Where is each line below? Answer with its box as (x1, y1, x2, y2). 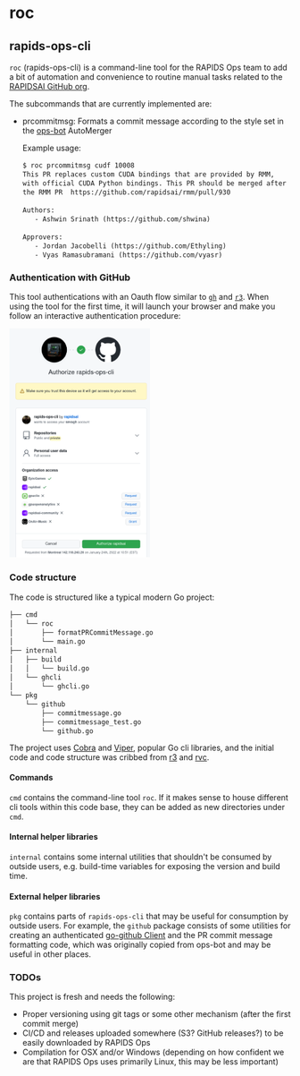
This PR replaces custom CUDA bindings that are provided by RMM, (21, 170, 275, 179)
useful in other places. (9, 949, 92, 960)
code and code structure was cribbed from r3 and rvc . (9, 751, 210, 763)
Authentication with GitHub (9, 271, 131, 284)
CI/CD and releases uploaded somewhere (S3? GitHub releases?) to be (21, 1028, 284, 1038)
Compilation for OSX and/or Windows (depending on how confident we (21, 1046, 285, 1058)
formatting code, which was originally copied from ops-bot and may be (9, 939, 271, 951)
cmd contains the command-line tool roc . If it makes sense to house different (9, 791, 288, 803)
